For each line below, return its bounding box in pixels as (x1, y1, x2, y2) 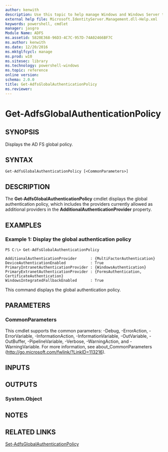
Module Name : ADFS (5, 31, 43, 36)
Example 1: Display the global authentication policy (5, 236, 131, 243)
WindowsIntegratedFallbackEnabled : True (5, 278, 104, 283)
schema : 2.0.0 (5, 77, 35, 82)
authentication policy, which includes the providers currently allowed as (5, 201, 153, 207)
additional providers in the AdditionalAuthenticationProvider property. (5, 206, 152, 213)
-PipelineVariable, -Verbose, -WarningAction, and (27, 338, 129, 344)
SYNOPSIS (5, 128, 39, 137)
